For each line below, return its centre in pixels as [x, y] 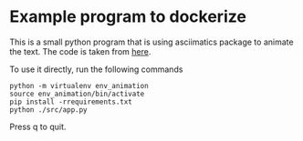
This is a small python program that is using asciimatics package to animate [151, 42]
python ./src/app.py [49, 110]
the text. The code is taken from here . [80, 51]
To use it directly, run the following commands [96, 69]
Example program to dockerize [128, 17]
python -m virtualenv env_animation [79, 86]
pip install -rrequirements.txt [71, 102]
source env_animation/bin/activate [77, 94]
